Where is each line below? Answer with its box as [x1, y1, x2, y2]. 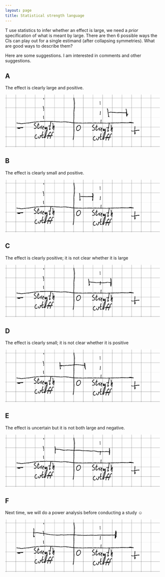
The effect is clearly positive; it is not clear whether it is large [5, 255, 129, 260]
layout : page [5, 8, 32, 13]
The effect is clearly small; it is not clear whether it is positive [5, 340, 129, 346]
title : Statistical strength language [5, 13, 84, 18]
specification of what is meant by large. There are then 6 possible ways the [5, 32, 158, 38]
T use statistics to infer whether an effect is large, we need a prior [5, 27, 138, 33]
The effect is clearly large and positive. [5, 85, 84, 91]
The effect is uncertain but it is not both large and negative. [5, 425, 125, 431]
